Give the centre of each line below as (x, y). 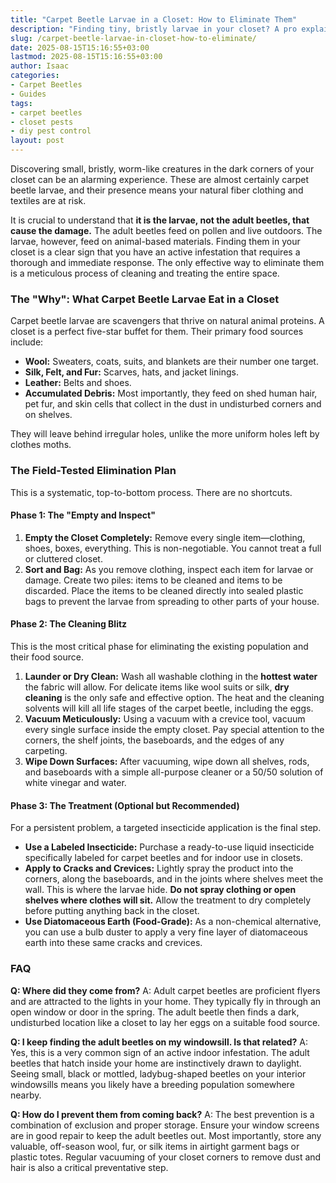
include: (27, 342)
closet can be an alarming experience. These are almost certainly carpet (160, 179)
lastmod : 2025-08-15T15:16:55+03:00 (86, 57)
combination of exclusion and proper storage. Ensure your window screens (165, 1125)
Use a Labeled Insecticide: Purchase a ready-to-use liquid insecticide (169, 847)
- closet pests (42, 122)
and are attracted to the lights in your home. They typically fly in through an (166, 1001)
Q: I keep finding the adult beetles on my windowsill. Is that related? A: (159, 1042)
